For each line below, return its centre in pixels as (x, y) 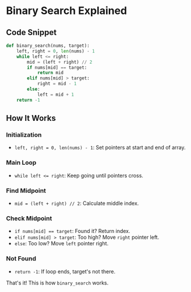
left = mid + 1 (56, 95)
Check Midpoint (29, 218)
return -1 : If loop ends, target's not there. (65, 271)
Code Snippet (31, 32)
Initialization (24, 134)
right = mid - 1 (57, 84)
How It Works (31, 118)
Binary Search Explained (67, 11)
